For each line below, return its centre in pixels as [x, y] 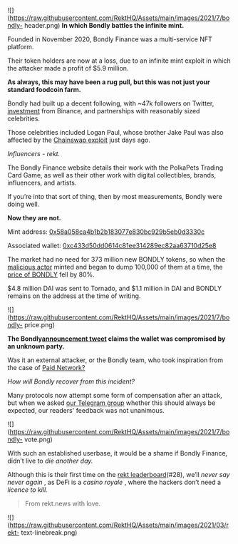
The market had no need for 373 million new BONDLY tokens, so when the [117, 259]
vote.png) [39, 439]
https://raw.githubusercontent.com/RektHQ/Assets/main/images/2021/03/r [119, 525]
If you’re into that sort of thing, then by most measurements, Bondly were [115, 196]
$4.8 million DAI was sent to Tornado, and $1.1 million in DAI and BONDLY [115, 288]
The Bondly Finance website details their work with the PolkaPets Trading [115, 168]
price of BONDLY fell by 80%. [51, 274]
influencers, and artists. [42, 183]
